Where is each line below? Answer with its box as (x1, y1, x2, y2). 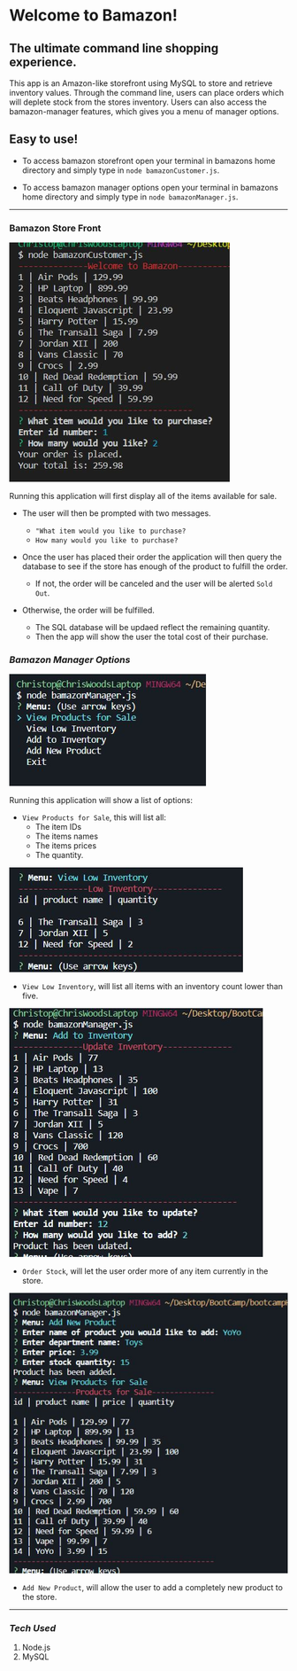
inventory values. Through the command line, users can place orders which (9, 88, 285, 98)
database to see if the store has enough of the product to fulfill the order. (21, 561, 288, 572)
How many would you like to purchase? (34, 536, 179, 545)
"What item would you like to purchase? (34, 527, 187, 536)
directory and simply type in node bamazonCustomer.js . (21, 165, 220, 176)
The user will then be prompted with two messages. (21, 508, 211, 519)
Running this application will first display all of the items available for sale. (9, 491, 277, 502)
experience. (9, 54, 77, 69)
